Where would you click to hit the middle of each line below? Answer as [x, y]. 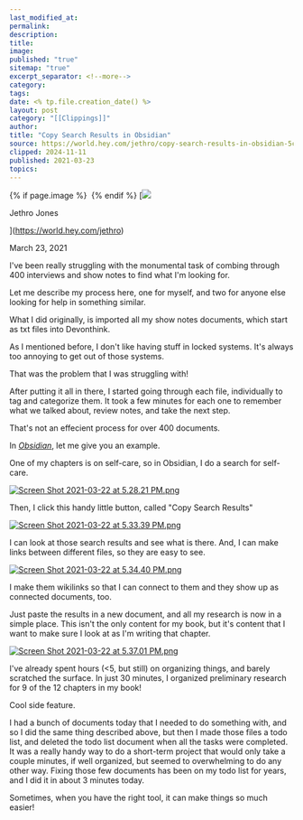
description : [34, 34]
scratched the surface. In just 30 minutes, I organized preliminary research [148, 678]
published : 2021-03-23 [52, 160]
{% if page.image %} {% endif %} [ [76, 196]
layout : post [34, 110]
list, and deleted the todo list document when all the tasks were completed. [149, 742]
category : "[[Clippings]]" [60, 118]
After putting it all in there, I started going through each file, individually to [146, 391]
